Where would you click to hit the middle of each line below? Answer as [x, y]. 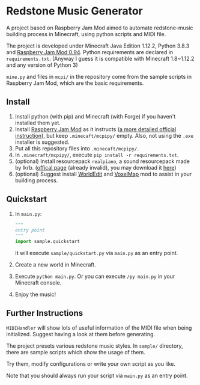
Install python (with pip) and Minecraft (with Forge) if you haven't [95, 116]
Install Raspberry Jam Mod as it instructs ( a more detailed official [95, 129]
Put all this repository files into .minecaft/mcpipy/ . [77, 148]
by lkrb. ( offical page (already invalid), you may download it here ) [95, 167]
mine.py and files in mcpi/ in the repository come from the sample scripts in [99, 76]
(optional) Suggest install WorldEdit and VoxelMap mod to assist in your [103, 174]
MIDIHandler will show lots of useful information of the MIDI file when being [99, 328]
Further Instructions [45, 313]
